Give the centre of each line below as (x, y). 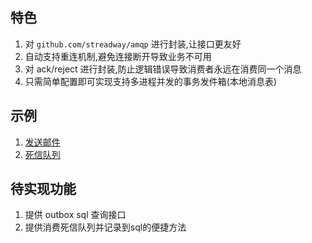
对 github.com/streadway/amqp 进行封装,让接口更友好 (133, 44)
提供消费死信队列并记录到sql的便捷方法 (105, 227)
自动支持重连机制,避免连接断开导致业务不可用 (118, 56)
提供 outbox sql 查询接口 (75, 215)
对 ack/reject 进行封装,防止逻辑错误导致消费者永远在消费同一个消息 (163, 69)
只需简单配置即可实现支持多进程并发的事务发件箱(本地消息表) (151, 81)
